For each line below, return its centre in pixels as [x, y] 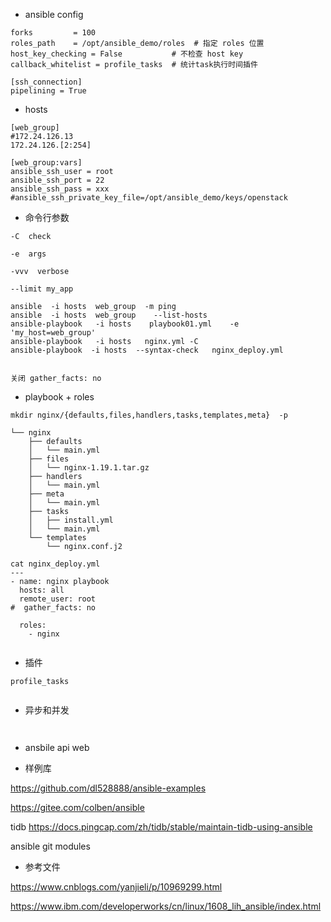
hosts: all [42, 590]
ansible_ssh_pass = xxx [60, 189]
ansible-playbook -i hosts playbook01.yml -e [125, 324]
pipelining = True [48, 91]
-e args [28, 254]
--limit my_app [42, 289]
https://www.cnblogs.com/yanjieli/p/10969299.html [116, 887]
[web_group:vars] [46, 163]
